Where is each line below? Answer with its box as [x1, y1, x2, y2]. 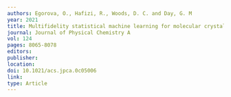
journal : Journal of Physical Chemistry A [7, 29, 131, 36]
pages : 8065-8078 [7, 42, 57, 48]
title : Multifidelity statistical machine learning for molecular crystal [7, 23, 226, 29]
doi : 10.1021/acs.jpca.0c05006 [7, 67, 97, 74]
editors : [7, 48, 32, 55]
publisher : [7, 55, 38, 61]
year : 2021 [7, 16, 38, 23]
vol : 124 [7, 36, 32, 42]
